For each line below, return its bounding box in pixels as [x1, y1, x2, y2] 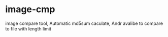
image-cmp [5, 4, 55, 15]
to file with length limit [5, 25, 52, 31]
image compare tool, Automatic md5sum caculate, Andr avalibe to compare [5, 20, 163, 26]
